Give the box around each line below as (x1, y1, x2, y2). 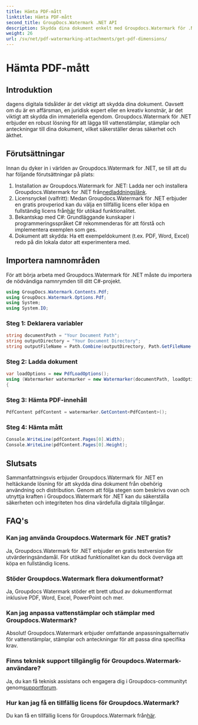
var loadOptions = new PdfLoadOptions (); (6, 371, 110, 377)
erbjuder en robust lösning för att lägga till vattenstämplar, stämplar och (6, 119, 180, 126)
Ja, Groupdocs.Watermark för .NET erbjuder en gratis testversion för (6, 547, 173, 554)
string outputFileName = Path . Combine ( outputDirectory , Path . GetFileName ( (6, 344, 194, 350)
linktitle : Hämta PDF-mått (6, 14, 72, 20)
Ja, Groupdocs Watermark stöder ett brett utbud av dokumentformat (6, 588, 173, 595)
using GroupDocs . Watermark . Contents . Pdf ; (6, 289, 110, 295)
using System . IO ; (6, 305, 49, 311)
